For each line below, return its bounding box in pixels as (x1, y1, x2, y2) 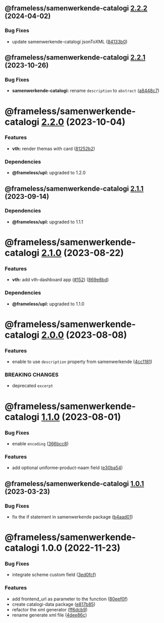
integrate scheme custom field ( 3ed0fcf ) (12, 572, 97, 578)
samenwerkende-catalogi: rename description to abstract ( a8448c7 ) (12, 88, 159, 94)
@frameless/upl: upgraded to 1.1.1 (12, 219, 84, 225)
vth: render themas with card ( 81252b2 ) (12, 145, 96, 151)
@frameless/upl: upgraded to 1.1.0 (12, 300, 85, 307)
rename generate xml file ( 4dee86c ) (12, 612, 87, 618)
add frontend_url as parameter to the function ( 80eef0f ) (12, 596, 128, 602)
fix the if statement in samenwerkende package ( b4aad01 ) (12, 513, 133, 520)
